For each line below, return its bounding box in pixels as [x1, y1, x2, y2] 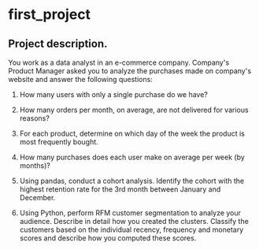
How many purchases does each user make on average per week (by [19, 152, 246, 162]
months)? [19, 161, 51, 170]
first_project [8, 6, 91, 24]
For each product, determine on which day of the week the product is [19, 129, 246, 138]
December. [19, 193, 56, 202]
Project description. [8, 37, 108, 50]
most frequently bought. [19, 137, 98, 147]
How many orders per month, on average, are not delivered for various [19, 105, 250, 114]
